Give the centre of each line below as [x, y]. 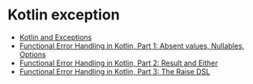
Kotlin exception [64, 15]
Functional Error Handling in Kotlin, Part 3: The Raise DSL [115, 71]
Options [32, 54]
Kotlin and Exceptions [56, 37]
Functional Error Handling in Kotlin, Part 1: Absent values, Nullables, [132, 45]
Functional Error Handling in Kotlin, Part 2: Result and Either [118, 63]
